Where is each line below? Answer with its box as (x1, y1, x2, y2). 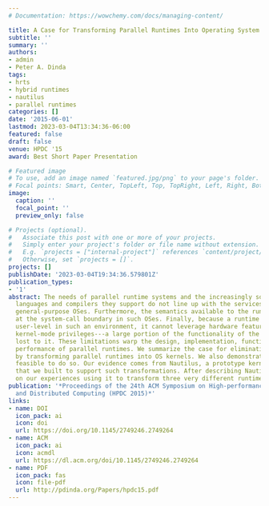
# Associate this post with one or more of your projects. (8, 233, 217, 241)
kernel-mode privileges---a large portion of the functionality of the (15, 329, 260, 338)
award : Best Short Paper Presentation (8, 153, 138, 161)
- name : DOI (8, 404, 48, 412)
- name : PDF (8, 464, 48, 472)
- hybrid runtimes (8, 86, 70, 94)
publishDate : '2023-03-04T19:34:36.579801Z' (8, 270, 159, 278)
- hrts (8, 78, 30, 86)
